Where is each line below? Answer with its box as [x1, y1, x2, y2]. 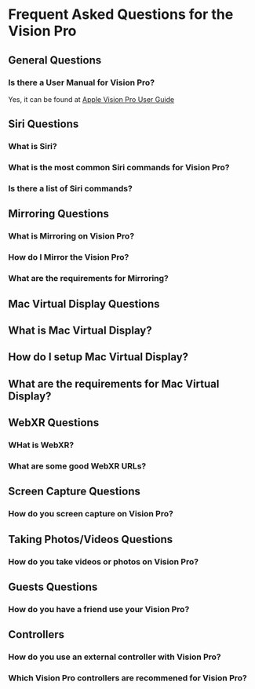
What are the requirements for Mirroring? [8, 273, 169, 284]
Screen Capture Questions [8, 485, 141, 498]
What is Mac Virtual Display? [8, 323, 152, 337]
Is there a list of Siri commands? [8, 183, 133, 194]
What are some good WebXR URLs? [8, 461, 147, 472]
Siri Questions [8, 118, 79, 131]
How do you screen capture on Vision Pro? [8, 509, 174, 519]
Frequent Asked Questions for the [8, 5, 234, 24]
